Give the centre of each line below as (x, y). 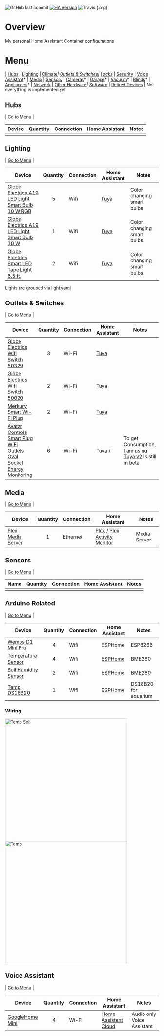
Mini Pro (17, 647)
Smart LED (20, 263)
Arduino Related (30, 604)
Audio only (144, 1014)
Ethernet (73, 537)
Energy (16, 469)
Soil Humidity (23, 669)
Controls (17, 432)
